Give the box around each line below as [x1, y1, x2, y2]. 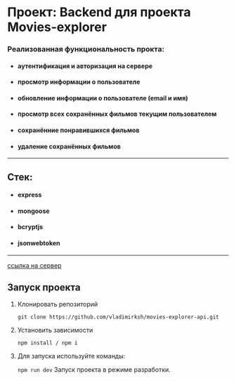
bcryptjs [17, 223, 44, 231]
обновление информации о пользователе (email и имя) [17, 93, 188, 102]
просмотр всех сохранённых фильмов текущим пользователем [17, 110, 217, 118]
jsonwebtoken [17, 239, 61, 247]
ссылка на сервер [7, 261, 62, 269]
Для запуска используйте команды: [17, 352, 126, 361]
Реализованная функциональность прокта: [7, 44, 165, 54]
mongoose [17, 207, 51, 215]
